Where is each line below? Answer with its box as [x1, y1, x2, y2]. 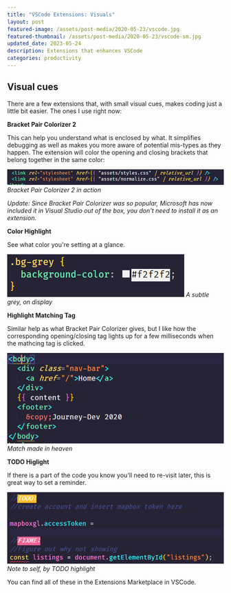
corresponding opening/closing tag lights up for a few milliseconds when [7, 332, 214, 340]
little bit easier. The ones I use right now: [7, 107, 122, 115]
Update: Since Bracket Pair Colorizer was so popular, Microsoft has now [7, 199, 213, 207]
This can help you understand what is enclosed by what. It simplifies [7, 133, 201, 141]
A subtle [185, 290, 210, 299]
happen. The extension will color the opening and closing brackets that [7, 148, 208, 157]
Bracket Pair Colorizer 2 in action [7, 185, 102, 194]
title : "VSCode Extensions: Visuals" [7, 11, 115, 18]
